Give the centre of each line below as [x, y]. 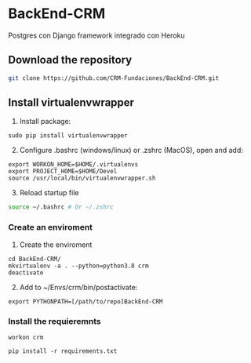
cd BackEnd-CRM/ [35, 259]
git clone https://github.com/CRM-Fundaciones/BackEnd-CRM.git [114, 78]
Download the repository [70, 60]
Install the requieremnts [55, 321]
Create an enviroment [50, 227]
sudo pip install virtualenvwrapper [68, 136]
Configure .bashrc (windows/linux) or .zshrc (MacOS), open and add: [131, 151]
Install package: [45, 122]
